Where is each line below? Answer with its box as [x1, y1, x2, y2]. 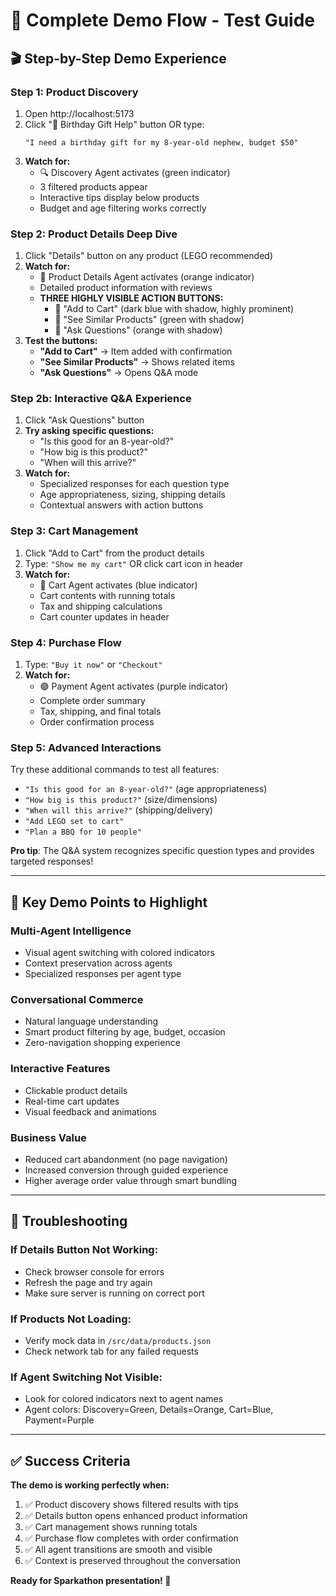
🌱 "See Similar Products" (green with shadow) [54, 314, 245, 326]
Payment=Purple [24, 1414, 95, 1426]
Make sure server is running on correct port [24, 1287, 205, 1299]
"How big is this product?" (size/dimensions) [24, 794, 218, 806]
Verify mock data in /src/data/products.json [24, 1334, 212, 1346]
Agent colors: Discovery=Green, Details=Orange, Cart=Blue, [24, 1404, 274, 1416]
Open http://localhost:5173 [24, 107, 135, 119]
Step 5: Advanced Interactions [10, 740, 162, 754]
